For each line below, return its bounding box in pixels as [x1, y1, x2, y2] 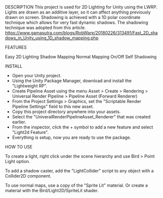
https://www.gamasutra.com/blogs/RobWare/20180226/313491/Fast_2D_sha [5, 30, 158, 35]
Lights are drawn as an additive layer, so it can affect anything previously [5, 9, 151, 15]
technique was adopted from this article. [5, 25, 86, 31]
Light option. [5, 159, 31, 164]
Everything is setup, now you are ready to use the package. [12, 134, 131, 140]
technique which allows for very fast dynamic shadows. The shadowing [5, 19, 148, 25]
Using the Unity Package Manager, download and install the [12, 78, 132, 83]
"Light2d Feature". [12, 130, 49, 135]
